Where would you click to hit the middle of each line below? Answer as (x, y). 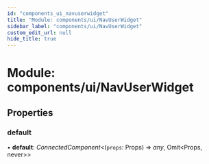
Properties (30, 113)
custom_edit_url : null (39, 33)
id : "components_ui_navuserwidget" (58, 13)
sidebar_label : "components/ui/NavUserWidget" (75, 26)
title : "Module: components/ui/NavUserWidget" (75, 20)
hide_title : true (32, 39)
